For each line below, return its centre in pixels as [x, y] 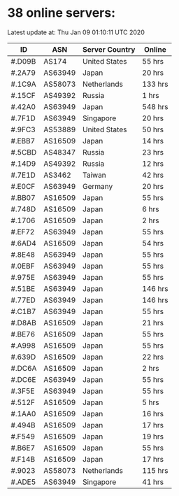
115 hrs [155, 470]
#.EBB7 [23, 141]
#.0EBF [23, 266]
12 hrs [153, 164]
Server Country [109, 49]
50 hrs [153, 129]
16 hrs [153, 413]
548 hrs [155, 106]
